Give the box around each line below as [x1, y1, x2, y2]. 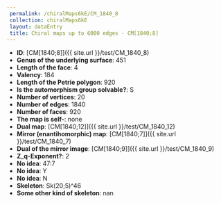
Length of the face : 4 [16, 63, 78, 72]
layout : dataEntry [9, 23, 63, 30]
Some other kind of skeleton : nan [16, 189, 114, 197]
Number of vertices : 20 [16, 93, 85, 101]
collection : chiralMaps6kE [9, 17, 88, 24]
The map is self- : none [16, 115, 82, 124]
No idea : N [16, 174, 48, 183]
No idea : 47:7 [16, 159, 56, 168]
